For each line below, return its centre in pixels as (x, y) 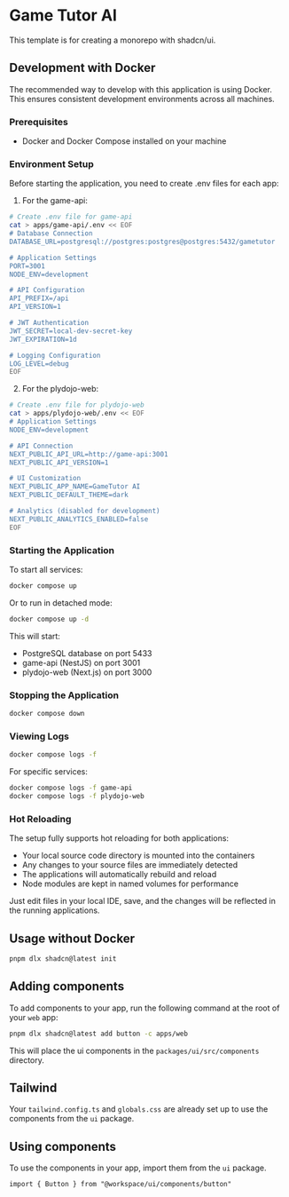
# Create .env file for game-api (71, 217)
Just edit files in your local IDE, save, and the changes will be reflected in (143, 901)
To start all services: (46, 570)
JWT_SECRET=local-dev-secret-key (71, 331)
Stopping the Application (64, 695)
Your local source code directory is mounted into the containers (138, 856)
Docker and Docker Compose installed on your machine (124, 141)
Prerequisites (39, 122)
